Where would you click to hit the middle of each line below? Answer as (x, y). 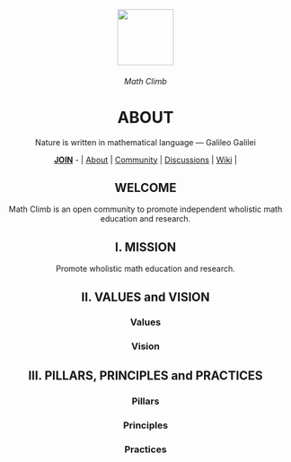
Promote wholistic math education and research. (145, 269)
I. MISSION (145, 247)
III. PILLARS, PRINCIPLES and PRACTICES (145, 375)
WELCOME (145, 187)
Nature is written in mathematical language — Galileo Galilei (145, 142)
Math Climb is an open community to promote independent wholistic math (145, 209)
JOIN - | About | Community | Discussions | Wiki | (145, 160)
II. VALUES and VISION (145, 296)
